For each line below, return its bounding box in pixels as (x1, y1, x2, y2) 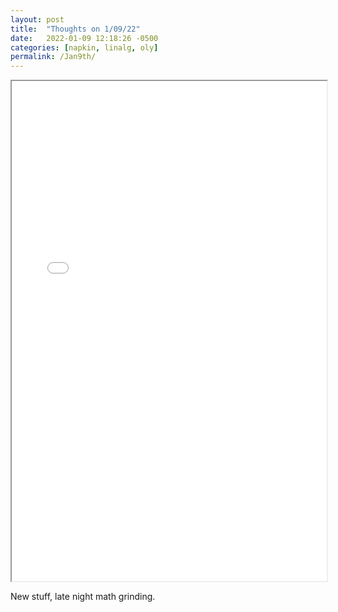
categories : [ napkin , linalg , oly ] (10, 42, 159, 53)
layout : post (10, 14, 65, 25)
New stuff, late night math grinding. (10, 591, 156, 603)
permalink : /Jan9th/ (10, 52, 97, 62)
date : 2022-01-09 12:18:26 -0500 (10, 33, 159, 43)
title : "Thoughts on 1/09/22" (10, 24, 141, 34)
